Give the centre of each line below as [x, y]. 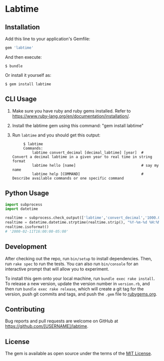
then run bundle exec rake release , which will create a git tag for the [74, 289]
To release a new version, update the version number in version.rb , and [78, 283]
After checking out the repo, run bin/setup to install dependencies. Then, [79, 258]
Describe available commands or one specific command [68, 178]
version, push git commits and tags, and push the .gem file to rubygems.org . [81, 294]
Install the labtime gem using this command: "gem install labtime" [78, 125]
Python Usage [27, 193]
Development [26, 247]
